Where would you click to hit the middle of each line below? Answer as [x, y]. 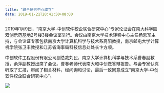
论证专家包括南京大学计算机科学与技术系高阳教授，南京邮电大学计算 [90, 41]
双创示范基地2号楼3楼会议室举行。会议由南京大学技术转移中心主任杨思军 [78, 35]
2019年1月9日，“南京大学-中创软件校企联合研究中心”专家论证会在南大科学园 [81, 29]
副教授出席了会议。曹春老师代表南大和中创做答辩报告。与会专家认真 [90, 64]
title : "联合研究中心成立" [30, 10]
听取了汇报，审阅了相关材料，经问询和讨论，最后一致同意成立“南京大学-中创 [82, 70]
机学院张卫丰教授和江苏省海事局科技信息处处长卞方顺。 [61, 47]
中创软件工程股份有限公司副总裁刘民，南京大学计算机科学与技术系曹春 [76, 57]
